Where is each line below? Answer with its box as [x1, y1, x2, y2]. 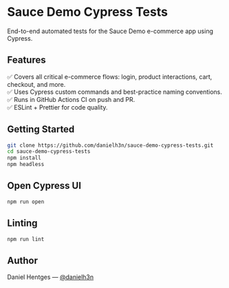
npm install [7, 154, 41, 162]
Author [7, 254, 38, 266]
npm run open [7, 198, 45, 205]
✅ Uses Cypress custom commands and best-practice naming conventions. [7, 88, 222, 96]
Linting [7, 218, 38, 229]
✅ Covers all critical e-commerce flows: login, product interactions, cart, [7, 72, 212, 81]
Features [7, 54, 46, 66]
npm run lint [7, 236, 45, 243]
